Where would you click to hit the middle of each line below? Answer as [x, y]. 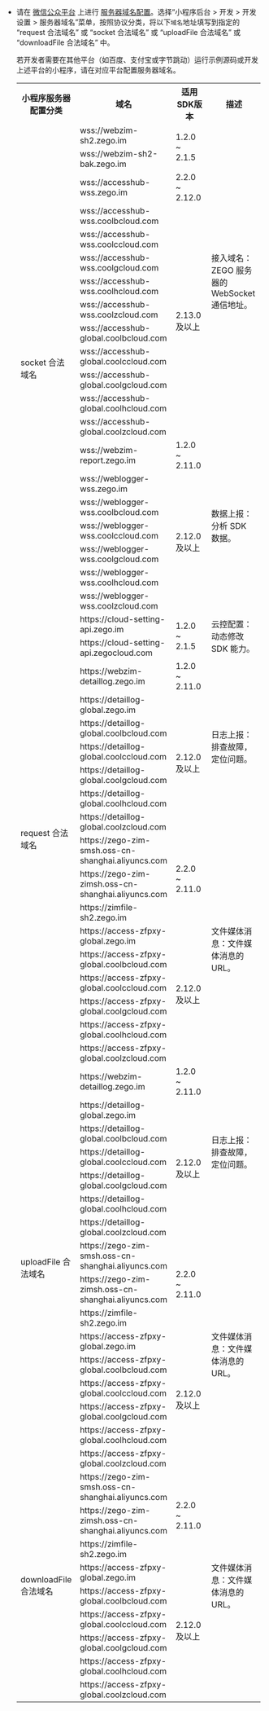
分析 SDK [229, 526]
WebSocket [233, 293]
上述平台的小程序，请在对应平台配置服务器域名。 [98, 70]
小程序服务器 [46, 98]
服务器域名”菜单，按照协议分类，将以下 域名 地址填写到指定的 [139, 22]
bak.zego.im [103, 164]
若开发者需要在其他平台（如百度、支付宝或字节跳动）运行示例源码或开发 [137, 60]
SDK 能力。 [233, 649]
